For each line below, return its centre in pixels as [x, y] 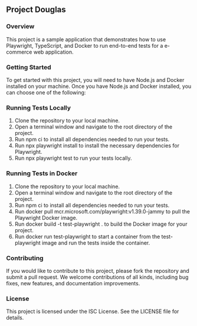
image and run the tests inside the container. [96, 243]
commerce [19, 52]
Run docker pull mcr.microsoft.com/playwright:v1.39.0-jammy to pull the [102, 211]
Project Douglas [36, 10]
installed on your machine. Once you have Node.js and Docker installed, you [99, 86]
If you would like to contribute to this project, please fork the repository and [98, 271]
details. [15, 318]
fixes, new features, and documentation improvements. [73, 283]
